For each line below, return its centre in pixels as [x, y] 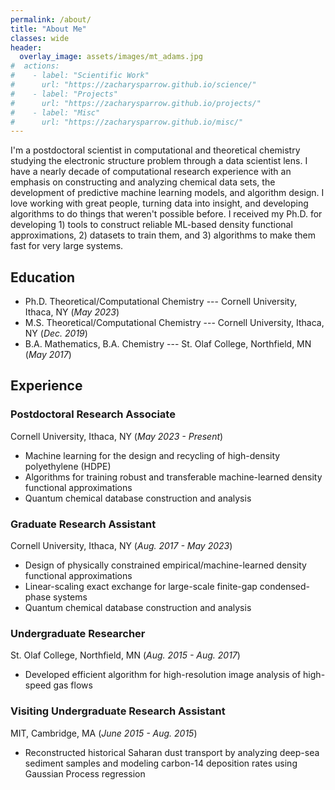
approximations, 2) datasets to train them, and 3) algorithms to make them [163, 235]
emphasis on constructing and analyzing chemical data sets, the [143, 182]
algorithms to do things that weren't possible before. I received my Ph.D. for [166, 214]
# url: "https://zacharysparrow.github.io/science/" [133, 85]
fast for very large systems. [67, 246]
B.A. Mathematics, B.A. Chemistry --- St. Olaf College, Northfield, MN [168, 344]
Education [43, 277]
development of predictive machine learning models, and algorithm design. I [167, 193]
